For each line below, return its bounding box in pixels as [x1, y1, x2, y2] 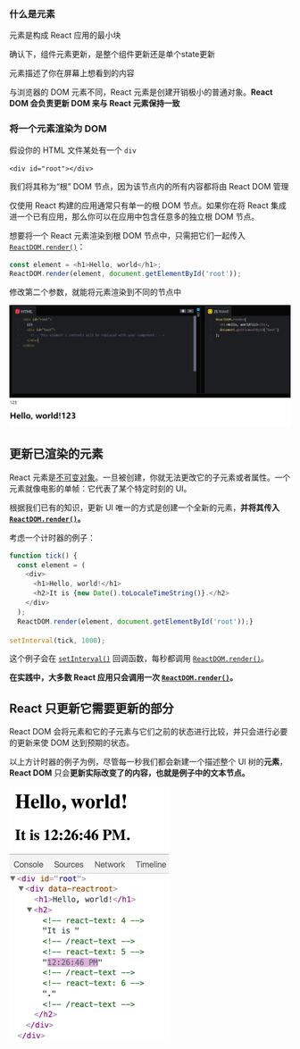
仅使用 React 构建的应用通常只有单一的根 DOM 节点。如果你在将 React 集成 [9, 199, 287, 211]
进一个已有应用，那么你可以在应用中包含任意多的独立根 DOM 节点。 [9, 211, 260, 222]
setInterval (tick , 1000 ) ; [9, 636, 105, 645]
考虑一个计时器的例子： [9, 532, 96, 542]
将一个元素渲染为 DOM [9, 122, 107, 135]
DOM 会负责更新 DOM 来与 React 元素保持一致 [9, 98, 180, 109]
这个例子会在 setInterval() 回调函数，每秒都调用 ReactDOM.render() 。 [9, 653, 270, 664]
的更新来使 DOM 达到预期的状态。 [9, 737, 135, 748]
